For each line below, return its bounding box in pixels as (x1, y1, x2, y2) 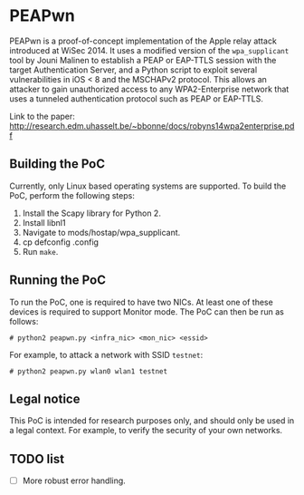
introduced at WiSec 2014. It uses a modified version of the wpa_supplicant (9, 44, 290, 55)
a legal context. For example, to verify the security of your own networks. (9, 425, 283, 436)
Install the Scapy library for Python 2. (22, 208, 161, 218)
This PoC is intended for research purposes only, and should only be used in (9, 415, 295, 426)
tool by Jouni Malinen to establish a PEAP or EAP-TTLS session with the (9, 54, 277, 65)
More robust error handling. (22, 475, 127, 486)
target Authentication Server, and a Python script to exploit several (9, 64, 258, 75)
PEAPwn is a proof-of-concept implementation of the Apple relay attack (9, 35, 278, 46)
